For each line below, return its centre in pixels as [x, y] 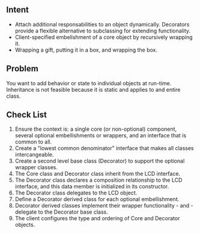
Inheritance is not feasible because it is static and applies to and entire [93, 89]
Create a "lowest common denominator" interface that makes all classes [104, 148]
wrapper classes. [36, 167]
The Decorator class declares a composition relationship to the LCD [98, 180]
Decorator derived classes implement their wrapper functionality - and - [104, 206]
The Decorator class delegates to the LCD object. [76, 193]
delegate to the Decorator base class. [61, 212]
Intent [17, 10]
